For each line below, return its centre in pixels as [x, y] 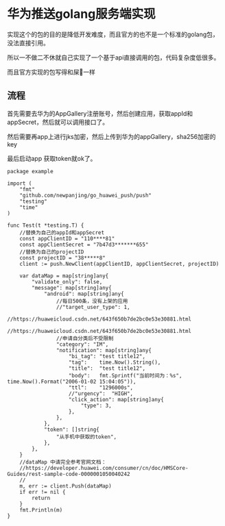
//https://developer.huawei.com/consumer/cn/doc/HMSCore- [104, 468]
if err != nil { [43, 492]
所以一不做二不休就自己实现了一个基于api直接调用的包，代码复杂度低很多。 [114, 57]
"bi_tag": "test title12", [107, 356]
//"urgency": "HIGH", [101, 393]
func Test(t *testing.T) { [46, 225]
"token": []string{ [71, 429]
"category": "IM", [82, 344]
